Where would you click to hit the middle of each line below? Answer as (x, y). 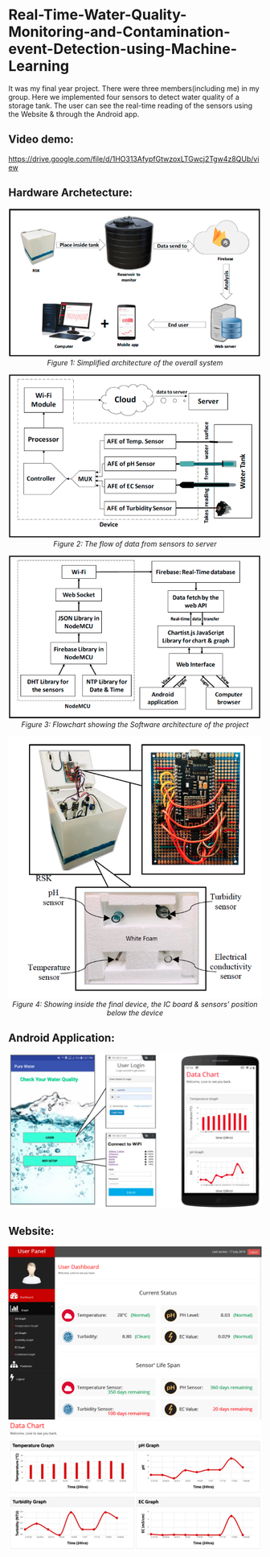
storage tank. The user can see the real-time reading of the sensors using (131, 105)
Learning (39, 66)
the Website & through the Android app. (74, 114)
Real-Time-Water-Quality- (98, 15)
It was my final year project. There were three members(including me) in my (134, 88)
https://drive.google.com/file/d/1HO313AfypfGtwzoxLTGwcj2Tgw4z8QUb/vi (134, 159)
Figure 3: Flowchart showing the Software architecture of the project (135, 724)
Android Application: (61, 1038)
